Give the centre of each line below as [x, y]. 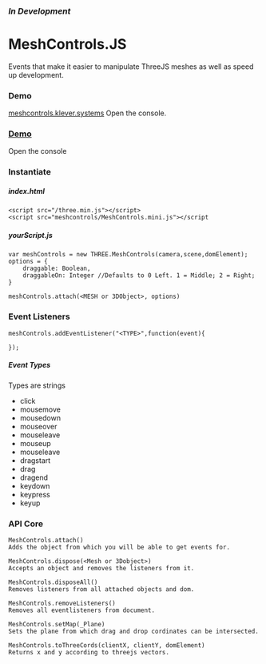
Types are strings [37, 385]
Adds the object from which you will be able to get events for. [119, 547]
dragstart [35, 460]
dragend [34, 477]
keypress [35, 494]
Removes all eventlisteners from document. [82, 610]
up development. [36, 74]
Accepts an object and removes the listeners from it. [101, 568]
